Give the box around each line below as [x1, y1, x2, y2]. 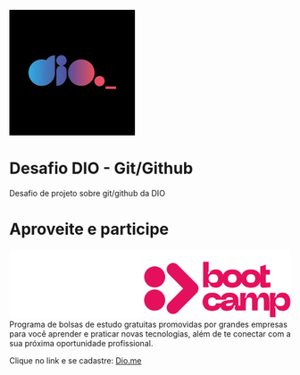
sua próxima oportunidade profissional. [9, 337, 154, 348]
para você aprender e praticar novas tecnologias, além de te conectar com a [9, 328, 292, 339]
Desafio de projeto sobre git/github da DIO [9, 187, 166, 198]
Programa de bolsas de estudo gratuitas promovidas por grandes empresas [9, 319, 288, 329]
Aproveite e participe [9, 220, 170, 239]
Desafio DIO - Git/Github [9, 158, 194, 179]
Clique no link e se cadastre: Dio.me [9, 354, 142, 366]
